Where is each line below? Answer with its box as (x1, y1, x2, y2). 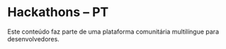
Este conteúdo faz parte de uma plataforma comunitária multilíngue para (7, 27, 220, 36)
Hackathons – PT (7, 4, 109, 20)
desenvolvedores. (7, 34, 60, 43)
